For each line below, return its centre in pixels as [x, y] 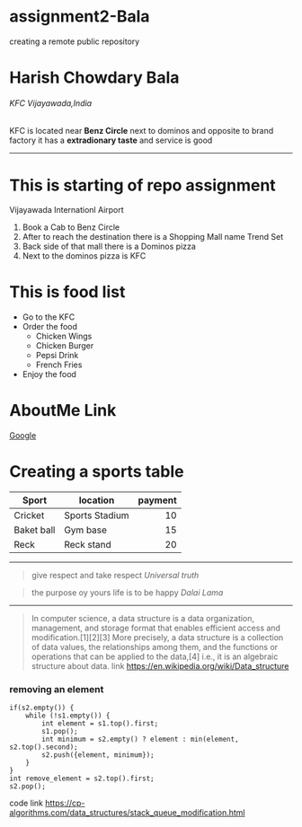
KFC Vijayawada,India [51, 103]
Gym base [86, 530]
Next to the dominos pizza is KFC [84, 256]
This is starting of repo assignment [142, 185]
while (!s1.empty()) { [68, 716]
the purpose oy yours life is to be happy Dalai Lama [127, 593]
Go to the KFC [49, 317]
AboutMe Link [63, 411]
